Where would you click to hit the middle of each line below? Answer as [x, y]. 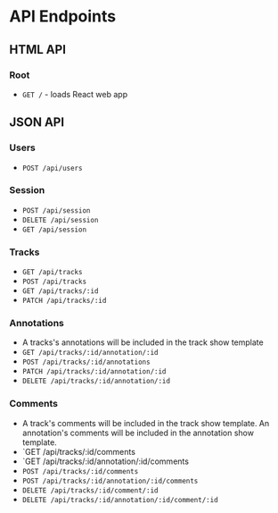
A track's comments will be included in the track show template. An [146, 423]
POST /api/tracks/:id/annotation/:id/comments [110, 481]
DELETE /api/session [60, 220]
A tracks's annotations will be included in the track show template [143, 342]
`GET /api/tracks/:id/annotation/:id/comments [106, 461]
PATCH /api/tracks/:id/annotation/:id [94, 372]
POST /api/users [52, 168]
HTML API [38, 50]
